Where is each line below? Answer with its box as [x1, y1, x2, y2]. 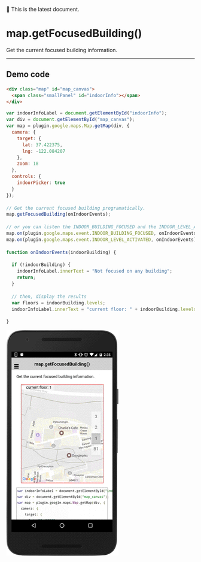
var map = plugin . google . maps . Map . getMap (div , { [6, 123, 130, 129]
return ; [17, 274, 36, 281]
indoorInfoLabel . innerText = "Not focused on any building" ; [17, 268, 172, 274]
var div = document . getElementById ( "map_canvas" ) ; [6, 117, 135, 123]
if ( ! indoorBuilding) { [11, 262, 71, 268]
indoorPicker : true [17, 180, 66, 186]
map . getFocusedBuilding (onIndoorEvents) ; [6, 211, 111, 217]
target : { [17, 135, 42, 141]
